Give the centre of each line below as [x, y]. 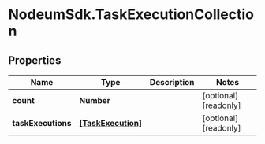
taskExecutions [42, 123]
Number [94, 100]
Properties [35, 60]
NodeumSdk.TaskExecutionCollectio [131, 15]
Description [172, 82]
